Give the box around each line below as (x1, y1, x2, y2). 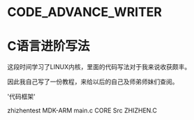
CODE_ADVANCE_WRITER (7, 4, 163, 20)
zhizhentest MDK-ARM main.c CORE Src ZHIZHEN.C (7, 106, 158, 115)
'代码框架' (7, 92, 36, 101)
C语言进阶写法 (7, 38, 90, 54)
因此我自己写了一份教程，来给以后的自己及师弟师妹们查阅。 (7, 77, 179, 86)
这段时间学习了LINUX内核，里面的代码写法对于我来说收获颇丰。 (7, 63, 191, 71)
